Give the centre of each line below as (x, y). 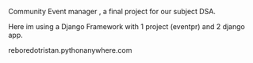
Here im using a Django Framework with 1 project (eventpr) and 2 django (127, 26)
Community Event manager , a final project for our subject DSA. (112, 11)
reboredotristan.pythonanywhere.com (70, 50)
